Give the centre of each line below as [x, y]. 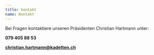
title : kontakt [21, 10]
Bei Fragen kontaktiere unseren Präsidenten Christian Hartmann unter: [77, 28]
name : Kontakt [20, 14]
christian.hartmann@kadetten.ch [40, 47]
